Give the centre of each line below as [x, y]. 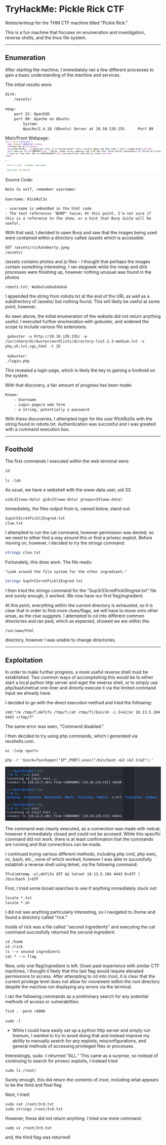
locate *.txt [19, 898]
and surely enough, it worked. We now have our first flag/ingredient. [75, 596]
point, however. [21, 306]
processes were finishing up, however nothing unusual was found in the [78, 272]
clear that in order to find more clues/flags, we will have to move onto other [82, 611]
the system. [17, 375]
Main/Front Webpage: [27, 138]
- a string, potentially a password [52, 409]
